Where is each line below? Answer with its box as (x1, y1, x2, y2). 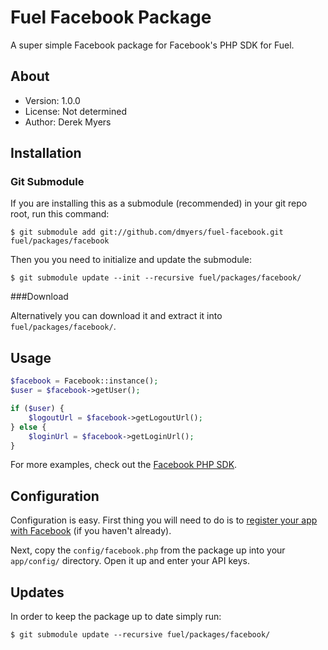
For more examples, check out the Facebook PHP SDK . (10, 459, 238, 471)
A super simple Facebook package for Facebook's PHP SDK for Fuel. (10, 39, 295, 51)
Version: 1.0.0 (24, 94, 81, 106)
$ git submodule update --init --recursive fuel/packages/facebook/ (10, 273, 302, 283)
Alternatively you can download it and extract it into (10, 310, 223, 322)
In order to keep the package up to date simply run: (10, 611, 222, 622)
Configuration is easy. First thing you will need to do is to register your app (10, 514, 318, 526)
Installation (10, 145, 82, 162)
